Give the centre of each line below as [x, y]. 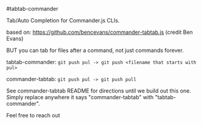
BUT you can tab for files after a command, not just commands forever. [95, 50]
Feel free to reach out [33, 115]
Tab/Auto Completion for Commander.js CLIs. [63, 20]
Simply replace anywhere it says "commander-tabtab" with [80, 97]
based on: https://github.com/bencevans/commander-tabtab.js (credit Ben [99, 32]
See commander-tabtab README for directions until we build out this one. [99, 91]
